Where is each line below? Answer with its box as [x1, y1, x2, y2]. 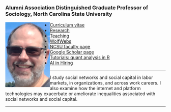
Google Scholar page [50, 49, 94, 55]
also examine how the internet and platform [50, 86, 141, 92]
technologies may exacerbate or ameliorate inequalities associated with [5, 91, 156, 97]
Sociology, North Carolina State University [5, 10, 112, 17]
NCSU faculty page [50, 44, 91, 50]
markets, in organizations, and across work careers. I [50, 80, 161, 86]
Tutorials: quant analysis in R [50, 54, 110, 61]
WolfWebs [50, 38, 72, 44]
